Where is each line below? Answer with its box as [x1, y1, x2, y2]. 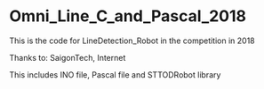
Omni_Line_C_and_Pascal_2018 [9, 6, 247, 26]
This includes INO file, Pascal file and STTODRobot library [9, 69, 221, 80]
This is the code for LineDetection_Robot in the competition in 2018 [9, 35, 255, 46]
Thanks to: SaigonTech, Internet [9, 52, 126, 63]
